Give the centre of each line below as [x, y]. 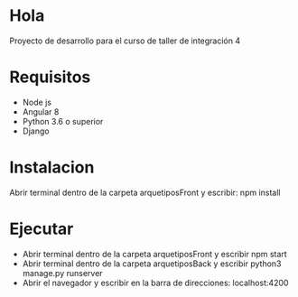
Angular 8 [41, 111]
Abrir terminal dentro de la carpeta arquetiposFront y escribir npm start [154, 254]
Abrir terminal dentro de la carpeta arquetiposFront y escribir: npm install [145, 192]
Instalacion [52, 167]
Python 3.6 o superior [63, 121]
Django [36, 131]
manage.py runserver [62, 273]
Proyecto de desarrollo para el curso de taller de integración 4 [125, 41]
